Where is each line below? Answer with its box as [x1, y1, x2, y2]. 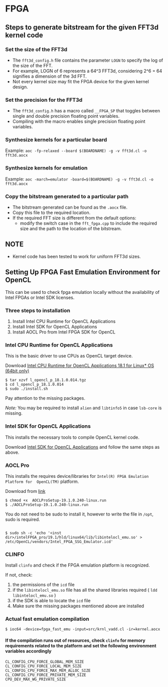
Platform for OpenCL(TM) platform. [5, 478, 79, 484]
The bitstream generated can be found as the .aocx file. [12, 204, 128, 211]
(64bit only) [5, 368, 30, 374]
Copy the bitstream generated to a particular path [5, 193, 129, 200]
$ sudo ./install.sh [5, 387, 49, 392]
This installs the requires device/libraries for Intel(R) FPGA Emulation [5, 473, 149, 479]
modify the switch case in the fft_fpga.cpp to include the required [20, 220, 157, 226]
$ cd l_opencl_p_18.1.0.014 [5, 382, 64, 387]
